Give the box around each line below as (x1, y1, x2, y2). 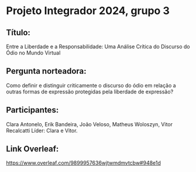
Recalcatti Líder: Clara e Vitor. (6, 127, 78, 134)
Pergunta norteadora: (6, 66, 87, 76)
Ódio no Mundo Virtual (6, 49, 61, 56)
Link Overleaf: (6, 144, 59, 154)
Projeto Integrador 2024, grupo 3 (6, 4, 170, 18)
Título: (6, 28, 31, 38)
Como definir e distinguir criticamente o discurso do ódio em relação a (6, 82, 177, 89)
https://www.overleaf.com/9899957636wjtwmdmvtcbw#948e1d (6, 160, 161, 167)
